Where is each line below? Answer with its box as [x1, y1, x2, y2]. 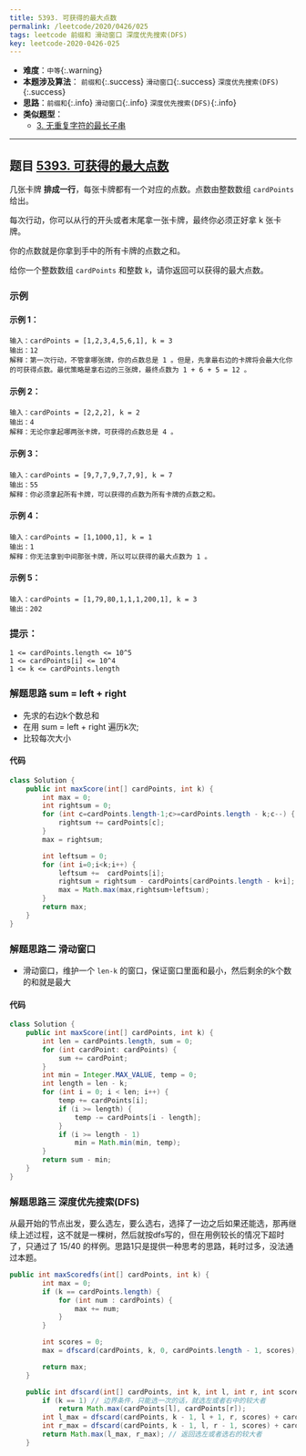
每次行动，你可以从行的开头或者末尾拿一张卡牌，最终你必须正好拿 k [9, 215, 264, 226]
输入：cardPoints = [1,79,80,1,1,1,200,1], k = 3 [9, 595, 198, 604]
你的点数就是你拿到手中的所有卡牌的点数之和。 [9, 245, 185, 256]
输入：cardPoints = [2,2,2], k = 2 [9, 408, 140, 417]
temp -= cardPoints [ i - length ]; [74, 1113, 202, 1122]
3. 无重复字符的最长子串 [36, 120, 126, 131]
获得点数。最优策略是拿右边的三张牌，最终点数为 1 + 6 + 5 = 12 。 [22, 365, 251, 374]
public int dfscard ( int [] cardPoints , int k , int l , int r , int [25, 1387, 275, 1397]
